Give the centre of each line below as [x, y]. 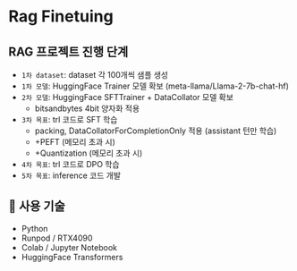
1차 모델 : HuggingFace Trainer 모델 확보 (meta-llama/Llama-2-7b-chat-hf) [155, 86]
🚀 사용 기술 [37, 206]
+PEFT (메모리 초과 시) [75, 142]
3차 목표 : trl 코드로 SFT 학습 [69, 119]
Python [34, 228]
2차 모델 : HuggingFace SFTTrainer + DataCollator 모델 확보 [127, 97]
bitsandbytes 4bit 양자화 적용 [87, 108]
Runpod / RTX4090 [57, 238]
